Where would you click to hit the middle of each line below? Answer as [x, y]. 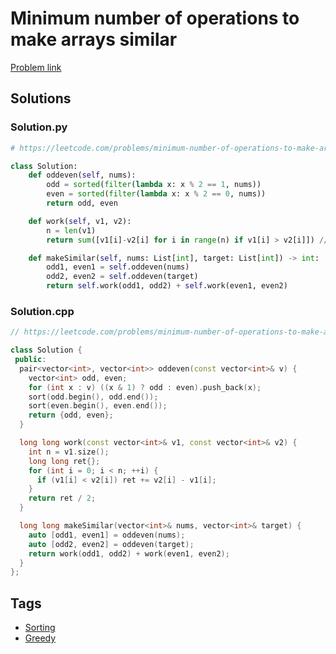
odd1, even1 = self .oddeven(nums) [118, 267]
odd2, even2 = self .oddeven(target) [122, 277]
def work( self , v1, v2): [80, 221]
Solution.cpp [42, 311]
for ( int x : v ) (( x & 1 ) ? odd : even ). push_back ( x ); [145, 387]
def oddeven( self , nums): [82, 175]
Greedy [40, 638]
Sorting [40, 628]
